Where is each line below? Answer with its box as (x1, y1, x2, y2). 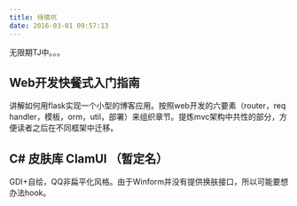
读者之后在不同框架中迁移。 (16, 123, 118, 133)
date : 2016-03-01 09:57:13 (9, 21, 109, 30)
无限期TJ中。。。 (9, 46, 65, 58)
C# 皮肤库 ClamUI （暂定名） (9, 151, 168, 166)
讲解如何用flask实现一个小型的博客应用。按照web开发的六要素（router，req (9, 100, 286, 111)
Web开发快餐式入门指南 (9, 75, 140, 90)
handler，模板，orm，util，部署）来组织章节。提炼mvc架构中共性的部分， (9, 112, 280, 123)
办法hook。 (9, 187, 51, 198)
